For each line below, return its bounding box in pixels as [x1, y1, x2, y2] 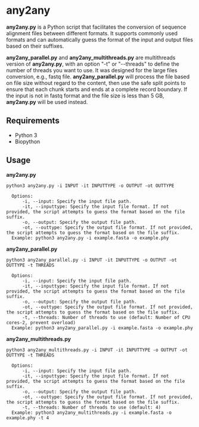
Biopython [14, 138, 41, 145]
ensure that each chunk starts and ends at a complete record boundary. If [6, 85, 188, 93]
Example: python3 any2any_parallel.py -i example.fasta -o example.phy [11, 325, 194, 331]
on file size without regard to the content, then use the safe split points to [6, 79, 186, 87]
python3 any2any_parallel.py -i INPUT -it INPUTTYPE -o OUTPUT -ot [6, 257, 178, 263]
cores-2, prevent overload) [6, 320, 76, 325]
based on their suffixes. [6, 42, 64, 50]
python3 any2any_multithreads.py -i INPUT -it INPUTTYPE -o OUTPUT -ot [6, 347, 188, 353]
